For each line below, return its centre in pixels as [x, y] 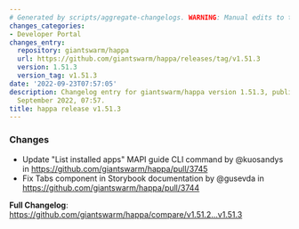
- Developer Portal [45, 34]
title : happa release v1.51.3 [65, 109]
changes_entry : [37, 42]
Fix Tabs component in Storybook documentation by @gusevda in [143, 178]
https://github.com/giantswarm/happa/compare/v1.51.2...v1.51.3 [126, 214]
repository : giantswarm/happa [73, 51]
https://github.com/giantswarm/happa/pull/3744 [111, 187]
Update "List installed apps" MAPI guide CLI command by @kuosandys [153, 159]
